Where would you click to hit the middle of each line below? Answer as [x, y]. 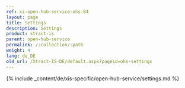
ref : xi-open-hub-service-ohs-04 [47, 12]
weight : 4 [18, 51]
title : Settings [26, 23]
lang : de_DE [21, 56]
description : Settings [34, 28]
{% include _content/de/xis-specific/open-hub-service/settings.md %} [93, 78]
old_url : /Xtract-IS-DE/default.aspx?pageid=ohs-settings [79, 61]
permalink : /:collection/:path [45, 45]
